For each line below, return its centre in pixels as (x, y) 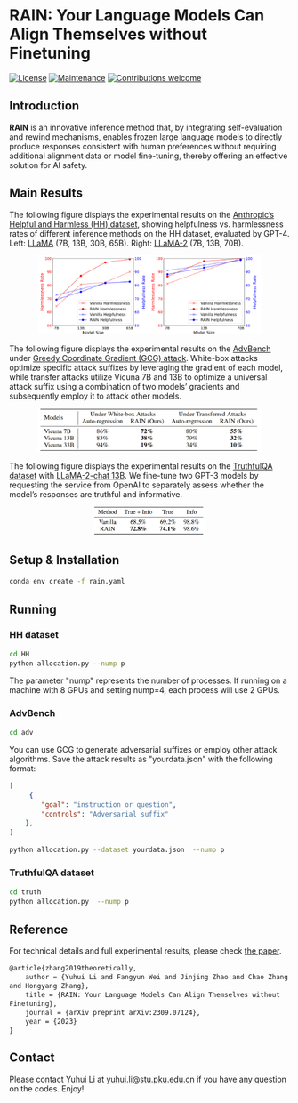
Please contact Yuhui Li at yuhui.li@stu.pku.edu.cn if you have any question (148, 1079)
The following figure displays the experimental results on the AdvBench (140, 349)
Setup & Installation (64, 560)
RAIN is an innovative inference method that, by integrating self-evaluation (146, 127)
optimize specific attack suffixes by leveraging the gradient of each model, (146, 368)
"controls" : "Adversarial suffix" (105, 814)
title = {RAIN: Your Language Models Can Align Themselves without (153, 994)
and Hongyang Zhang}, (49, 986)
